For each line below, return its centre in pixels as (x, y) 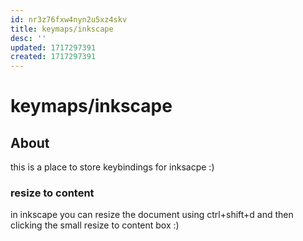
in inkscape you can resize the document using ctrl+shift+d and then (152, 215)
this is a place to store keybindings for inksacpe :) (112, 167)
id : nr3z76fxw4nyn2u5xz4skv (69, 19)
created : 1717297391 (53, 57)
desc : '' (28, 38)
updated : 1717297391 (53, 47)
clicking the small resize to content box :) (95, 225)
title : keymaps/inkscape (62, 29)
